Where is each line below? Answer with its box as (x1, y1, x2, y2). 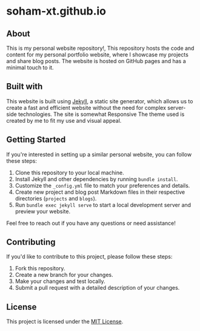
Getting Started (6, 135, 66, 145)
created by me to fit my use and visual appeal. (6, 117, 122, 124)
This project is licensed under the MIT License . (6, 318, 124, 326)
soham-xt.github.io (6, 4, 107, 18)
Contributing (6, 237, 56, 247)
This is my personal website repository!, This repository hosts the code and (6, 44, 195, 52)
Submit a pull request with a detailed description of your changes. (15, 284, 180, 292)
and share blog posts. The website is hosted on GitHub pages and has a (6, 58, 186, 64)
